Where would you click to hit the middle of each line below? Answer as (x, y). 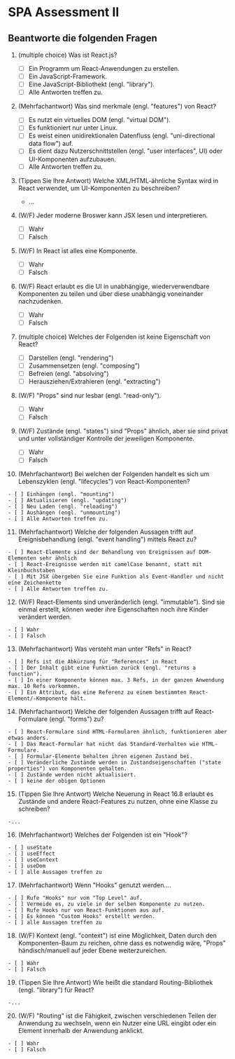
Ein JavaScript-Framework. (67, 76)
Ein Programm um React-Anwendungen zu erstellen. (104, 68)
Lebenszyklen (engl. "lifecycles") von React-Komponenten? (104, 482)
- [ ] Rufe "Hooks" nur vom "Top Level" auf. (75, 898)
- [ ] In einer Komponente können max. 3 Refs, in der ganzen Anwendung (116, 680)
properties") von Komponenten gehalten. (68, 769)
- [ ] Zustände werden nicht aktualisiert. (72, 775)
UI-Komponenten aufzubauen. (72, 159)
